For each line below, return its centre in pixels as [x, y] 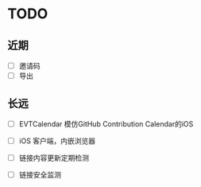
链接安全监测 [40, 175]
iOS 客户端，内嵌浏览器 [57, 141]
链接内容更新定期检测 [54, 158]
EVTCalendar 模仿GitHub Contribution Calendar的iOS [106, 123]
